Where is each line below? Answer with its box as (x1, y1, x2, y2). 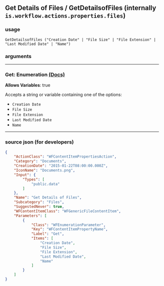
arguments (5, 53, 32, 60)
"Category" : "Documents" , (14, 159, 67, 164)
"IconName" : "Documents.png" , (14, 168, 76, 173)
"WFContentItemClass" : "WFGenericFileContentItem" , (14, 208, 121, 214)
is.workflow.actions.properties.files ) (5, 12, 126, 20)
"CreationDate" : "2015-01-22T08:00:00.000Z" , (14, 163, 108, 168)
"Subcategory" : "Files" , (14, 200, 64, 204)
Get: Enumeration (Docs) (5, 71, 65, 78)
